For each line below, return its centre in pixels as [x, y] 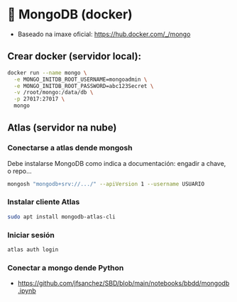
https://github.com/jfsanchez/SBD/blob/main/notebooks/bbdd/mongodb [123, 284]
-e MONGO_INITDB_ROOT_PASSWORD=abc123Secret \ [84, 86]
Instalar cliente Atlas [44, 202]
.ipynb [27, 291]
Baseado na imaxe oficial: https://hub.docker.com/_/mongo [104, 34]
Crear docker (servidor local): [75, 56]
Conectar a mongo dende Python [66, 267]
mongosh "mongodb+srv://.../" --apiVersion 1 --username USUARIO [106, 184]
